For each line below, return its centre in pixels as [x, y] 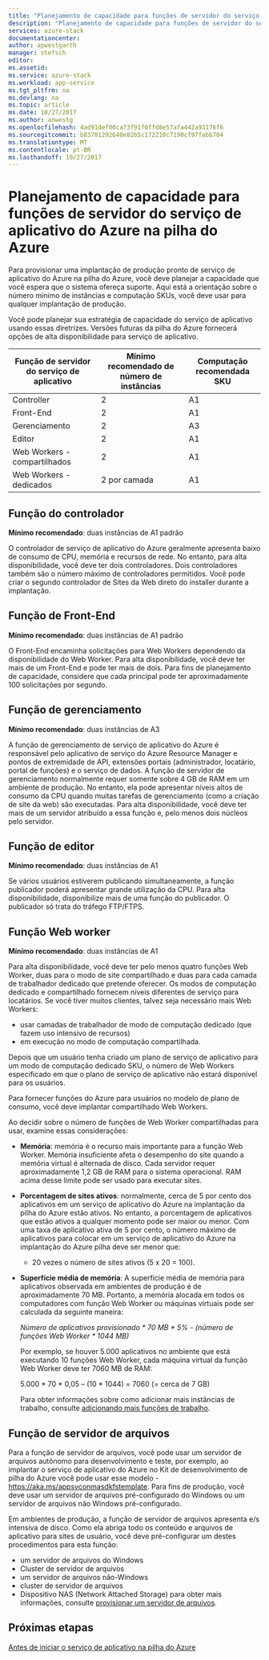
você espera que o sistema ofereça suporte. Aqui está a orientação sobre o [133, 287]
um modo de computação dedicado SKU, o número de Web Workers [121, 1066]
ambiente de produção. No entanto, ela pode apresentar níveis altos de [126, 787]
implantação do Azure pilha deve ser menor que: [100, 1247]
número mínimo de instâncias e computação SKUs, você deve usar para [127, 295]
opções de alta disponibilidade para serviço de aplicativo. [103, 336]
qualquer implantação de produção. [67, 304]
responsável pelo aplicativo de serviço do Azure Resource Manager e [123, 753]
